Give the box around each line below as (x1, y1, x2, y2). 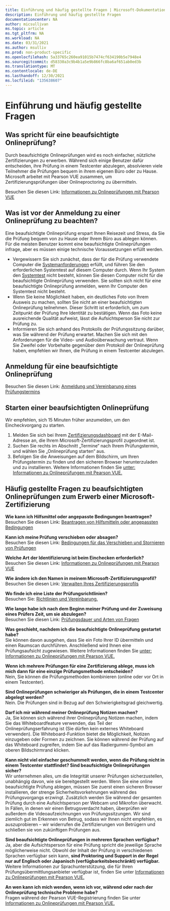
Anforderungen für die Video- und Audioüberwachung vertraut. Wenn (12, 337, 158, 343)
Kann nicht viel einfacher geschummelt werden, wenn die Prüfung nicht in (5, 757, 165, 763)
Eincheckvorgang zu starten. (5, 422, 65, 428)
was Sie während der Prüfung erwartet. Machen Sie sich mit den (12, 331, 148, 337)
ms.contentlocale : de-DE (5, 69, 58, 74)
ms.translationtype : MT (5, 64, 56, 69)
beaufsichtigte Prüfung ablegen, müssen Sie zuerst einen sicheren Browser (5, 784, 163, 790)
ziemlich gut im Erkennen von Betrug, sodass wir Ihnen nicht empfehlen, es (5, 816, 162, 822)
